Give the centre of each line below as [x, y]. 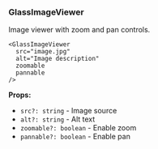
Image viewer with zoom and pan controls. [79, 30]
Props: [20, 95]
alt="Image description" [58, 59]
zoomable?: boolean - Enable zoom [78, 128]
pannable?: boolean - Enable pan [75, 137]
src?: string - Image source [68, 111]
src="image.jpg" [43, 52]
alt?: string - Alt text [58, 119]
